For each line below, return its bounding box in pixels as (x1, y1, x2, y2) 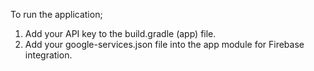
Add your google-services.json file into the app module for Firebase (24, 39, 305, 50)
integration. (24, 49, 73, 61)
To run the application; (10, 9, 103, 20)
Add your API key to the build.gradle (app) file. (24, 28, 217, 39)
